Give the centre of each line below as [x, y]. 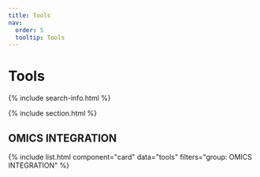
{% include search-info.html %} [59, 98]
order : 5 [30, 30]
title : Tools [30, 15]
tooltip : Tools [40, 37]
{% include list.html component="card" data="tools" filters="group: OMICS [130, 157]
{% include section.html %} [53, 113]
